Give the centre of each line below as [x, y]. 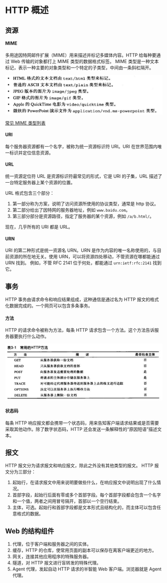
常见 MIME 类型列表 [25, 123]
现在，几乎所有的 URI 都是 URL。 [39, 227]
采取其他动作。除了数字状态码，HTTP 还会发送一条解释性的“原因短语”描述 [81, 429]
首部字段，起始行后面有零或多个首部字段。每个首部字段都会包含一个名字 [86, 495]
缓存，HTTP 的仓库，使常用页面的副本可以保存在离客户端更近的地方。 [84, 550]
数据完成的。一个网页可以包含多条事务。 [51, 306]
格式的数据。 [30, 514]
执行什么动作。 [33, 336]
